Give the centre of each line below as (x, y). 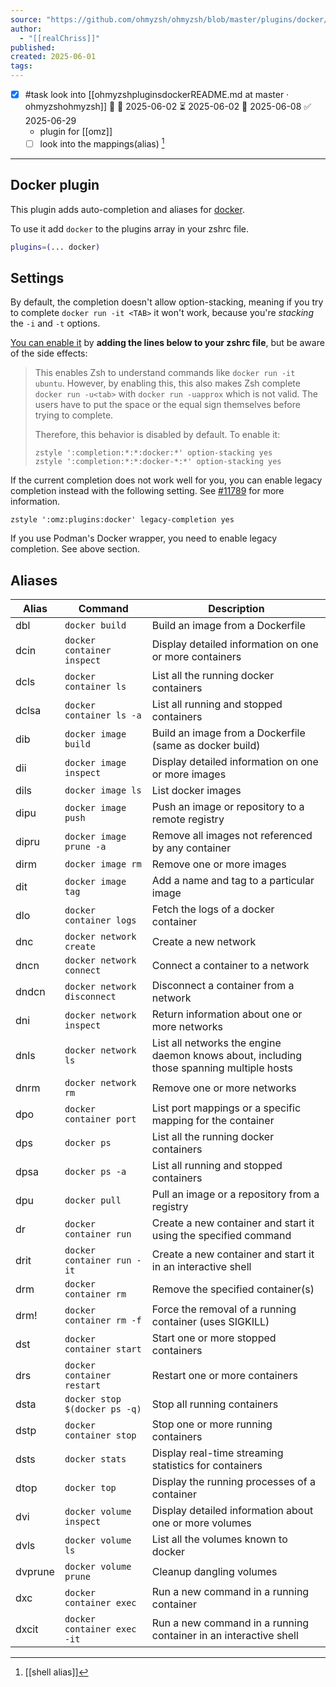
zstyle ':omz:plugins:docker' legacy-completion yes (122, 520)
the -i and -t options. (55, 323)
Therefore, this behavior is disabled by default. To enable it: (157, 435)
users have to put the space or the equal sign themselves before (167, 405)
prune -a (85, 847)
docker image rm (103, 864)
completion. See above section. (75, 549)
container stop (100, 1435)
